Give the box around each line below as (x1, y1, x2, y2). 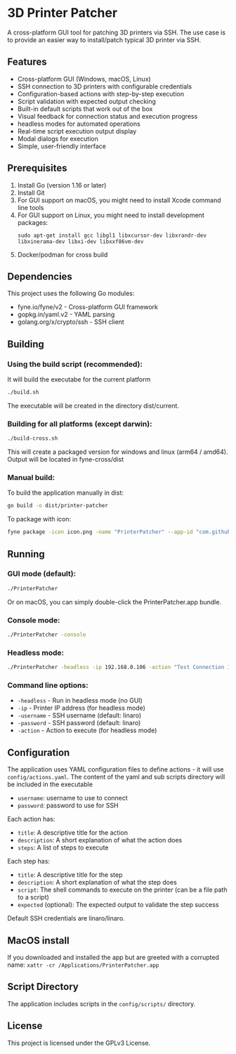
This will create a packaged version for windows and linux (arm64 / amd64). (7, 448, 228, 456)
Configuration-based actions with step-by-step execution (17, 89, 185, 98)
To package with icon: (7, 515, 72, 523)
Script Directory (7, 981, 79, 993)
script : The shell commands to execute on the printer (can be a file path (17, 885, 228, 894)
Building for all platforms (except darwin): (7, 419, 152, 429)
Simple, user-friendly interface (17, 142, 107, 150)
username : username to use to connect (17, 794, 128, 802)
